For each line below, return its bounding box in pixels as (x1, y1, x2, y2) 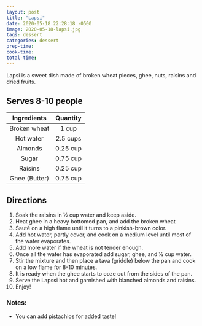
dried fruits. (6, 78, 36, 85)
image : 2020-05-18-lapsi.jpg (6, 26, 81, 33)
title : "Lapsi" (6, 15, 45, 21)
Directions (6, 195, 47, 206)
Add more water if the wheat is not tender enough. (15, 244, 144, 252)
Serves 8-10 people (6, 96, 83, 106)
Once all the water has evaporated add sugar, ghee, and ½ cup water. (15, 250, 192, 258)
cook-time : (6, 49, 34, 55)
